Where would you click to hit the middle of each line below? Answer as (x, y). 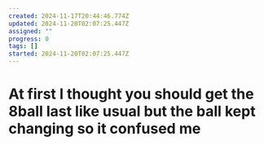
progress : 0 (29, 39)
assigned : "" (31, 31)
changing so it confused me (105, 129)
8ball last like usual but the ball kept (132, 112)
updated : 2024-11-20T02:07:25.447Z (69, 24)
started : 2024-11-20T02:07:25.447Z (69, 54)
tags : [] (23, 46)
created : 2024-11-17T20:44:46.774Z (69, 16)
